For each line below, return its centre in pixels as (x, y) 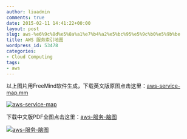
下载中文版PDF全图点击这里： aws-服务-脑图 (62, 117)
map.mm (17, 93)
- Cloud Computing (29, 57)
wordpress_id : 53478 (32, 46)
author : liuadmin (28, 12)
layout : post (23, 29)
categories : (21, 51)
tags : (13, 62)
